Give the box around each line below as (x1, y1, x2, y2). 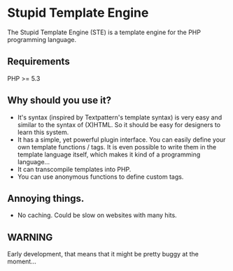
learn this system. (17, 128, 69, 136)
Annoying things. (7, 192, 85, 204)
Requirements (7, 56, 70, 68)
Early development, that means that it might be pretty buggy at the (7, 250, 199, 258)
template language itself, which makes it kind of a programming (17, 150, 201, 159)
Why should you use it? (7, 94, 112, 106)
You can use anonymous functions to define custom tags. (17, 173, 184, 181)
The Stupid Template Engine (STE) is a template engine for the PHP (7, 28, 202, 36)
